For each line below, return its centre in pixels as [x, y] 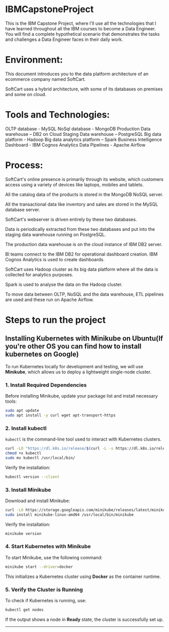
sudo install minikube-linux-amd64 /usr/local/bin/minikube [70, 515]
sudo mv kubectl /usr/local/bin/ [40, 458]
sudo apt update [22, 411]
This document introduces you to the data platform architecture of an [77, 74]
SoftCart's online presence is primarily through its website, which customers [84, 179]
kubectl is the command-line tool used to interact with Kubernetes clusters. [83, 439]
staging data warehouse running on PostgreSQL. [56, 234]
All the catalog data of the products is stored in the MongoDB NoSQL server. [84, 194]
